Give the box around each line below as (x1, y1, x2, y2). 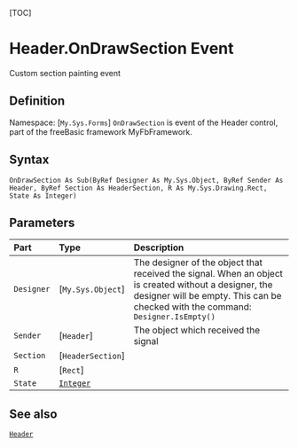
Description (133, 241, 184, 254)
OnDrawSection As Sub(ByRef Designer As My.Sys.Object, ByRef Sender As (9, 176, 284, 184)
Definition (9, 93, 65, 109)
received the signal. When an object (133, 268, 284, 280)
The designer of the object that (133, 256, 263, 269)
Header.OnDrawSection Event (9, 39, 234, 59)
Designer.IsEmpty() (133, 312, 216, 322)
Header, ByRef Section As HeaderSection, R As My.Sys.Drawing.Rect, (9, 184, 268, 192)
